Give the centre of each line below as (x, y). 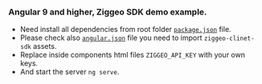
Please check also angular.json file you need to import (111, 38)
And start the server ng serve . (70, 72)
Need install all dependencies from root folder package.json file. (125, 30)
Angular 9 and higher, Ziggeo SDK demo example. (108, 12)
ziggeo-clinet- (229, 38)
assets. (45, 46)
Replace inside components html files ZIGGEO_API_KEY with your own (132, 55)
